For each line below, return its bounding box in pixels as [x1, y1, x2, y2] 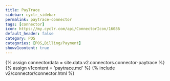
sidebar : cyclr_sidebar [5, 12, 56, 17]
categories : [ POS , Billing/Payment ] [5, 41, 81, 46]
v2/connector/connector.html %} [5, 70, 75, 76]
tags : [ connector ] [5, 21, 45, 27]
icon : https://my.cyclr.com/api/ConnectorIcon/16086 [5, 26, 120, 32]
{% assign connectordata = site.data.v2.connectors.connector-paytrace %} [5, 59, 165, 65]
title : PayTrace [5, 7, 40, 13]
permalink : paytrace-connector [5, 17, 72, 22]
